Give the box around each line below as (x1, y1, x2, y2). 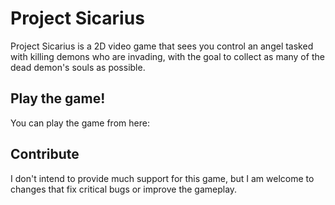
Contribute (10, 146, 80, 163)
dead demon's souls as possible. (10, 61, 146, 73)
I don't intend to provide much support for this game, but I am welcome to (10, 172, 315, 184)
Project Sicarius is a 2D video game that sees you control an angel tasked (10, 40, 314, 52)
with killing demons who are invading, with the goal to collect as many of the (10, 50, 325, 62)
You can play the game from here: (10, 117, 150, 129)
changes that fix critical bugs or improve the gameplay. (10, 183, 238, 195)
